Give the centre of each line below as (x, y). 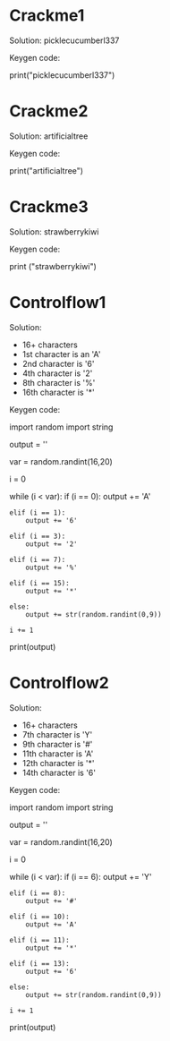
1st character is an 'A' (61, 354)
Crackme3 (49, 207)
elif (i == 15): (39, 583)
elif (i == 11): (39, 940)
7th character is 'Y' (57, 734)
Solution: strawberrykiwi (54, 231)
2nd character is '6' (58, 363)
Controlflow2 (59, 683)
